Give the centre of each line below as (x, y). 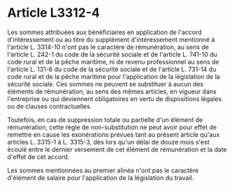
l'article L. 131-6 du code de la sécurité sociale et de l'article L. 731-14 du (112, 69)
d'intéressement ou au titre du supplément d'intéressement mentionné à (111, 39)
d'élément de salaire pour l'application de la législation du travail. (101, 177)
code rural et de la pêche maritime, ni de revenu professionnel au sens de (113, 61)
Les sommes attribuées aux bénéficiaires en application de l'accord (105, 32)
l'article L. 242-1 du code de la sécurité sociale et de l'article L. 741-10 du (112, 54)
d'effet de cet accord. (38, 157)
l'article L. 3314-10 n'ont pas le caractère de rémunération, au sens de (108, 47)
